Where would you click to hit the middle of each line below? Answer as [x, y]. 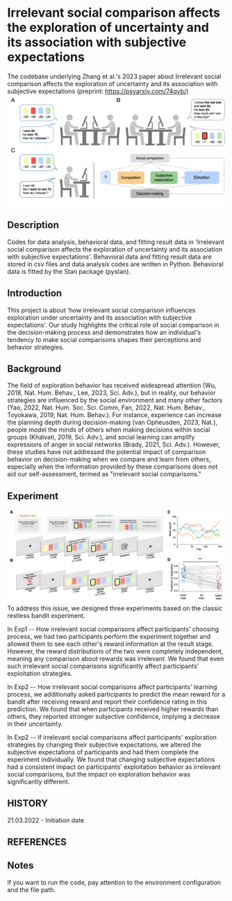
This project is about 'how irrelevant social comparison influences [101, 310]
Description [33, 225]
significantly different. [39, 781]
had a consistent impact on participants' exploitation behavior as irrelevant [114, 767]
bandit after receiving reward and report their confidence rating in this [107, 701]
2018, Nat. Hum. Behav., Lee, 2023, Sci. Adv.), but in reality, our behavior [111, 393]
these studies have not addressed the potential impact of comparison [107, 452]
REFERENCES [37, 842]
